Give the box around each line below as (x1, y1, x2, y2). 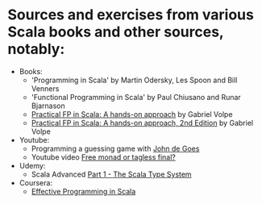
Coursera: (19, 177, 53, 187)
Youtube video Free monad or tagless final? (31, 152, 177, 162)
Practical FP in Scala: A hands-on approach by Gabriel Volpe (31, 109, 233, 119)
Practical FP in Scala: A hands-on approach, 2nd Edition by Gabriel (31, 118, 254, 127)
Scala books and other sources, (7, 23, 224, 41)
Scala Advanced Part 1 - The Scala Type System (31, 169, 192, 179)
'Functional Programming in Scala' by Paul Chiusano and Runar (31, 92, 241, 102)
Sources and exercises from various (7, 6, 255, 24)
